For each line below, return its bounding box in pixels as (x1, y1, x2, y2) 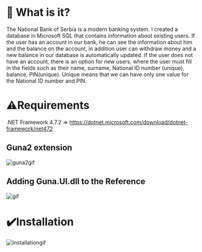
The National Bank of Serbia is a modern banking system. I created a (6, 26, 178, 33)
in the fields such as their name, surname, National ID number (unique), (6, 64, 185, 72)
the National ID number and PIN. (6, 77, 87, 84)
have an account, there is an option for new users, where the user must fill (6, 58, 192, 65)
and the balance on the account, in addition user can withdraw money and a (6, 45, 197, 52)
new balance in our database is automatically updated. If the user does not (6, 51, 193, 58)
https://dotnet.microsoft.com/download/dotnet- (69, 118, 188, 126)
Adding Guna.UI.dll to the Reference (6, 176, 146, 187)
